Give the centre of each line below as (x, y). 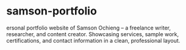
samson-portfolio (52, 11)
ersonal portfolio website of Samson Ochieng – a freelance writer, (89, 28)
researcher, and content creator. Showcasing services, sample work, (93, 34)
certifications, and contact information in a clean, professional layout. (93, 40)
